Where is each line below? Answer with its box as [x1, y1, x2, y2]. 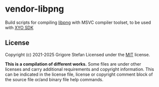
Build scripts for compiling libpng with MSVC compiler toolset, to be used [5, 19, 151, 25]
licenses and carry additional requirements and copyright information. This [5, 66, 154, 72]
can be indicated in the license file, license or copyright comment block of [5, 71, 153, 77]
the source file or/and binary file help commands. [5, 76, 103, 82]
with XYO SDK [5, 24, 34, 30]
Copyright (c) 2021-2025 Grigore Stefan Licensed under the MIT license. [5, 52, 150, 57]
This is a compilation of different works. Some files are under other [5, 61, 142, 67]
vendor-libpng [5, 3, 64, 15]
